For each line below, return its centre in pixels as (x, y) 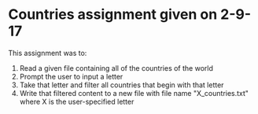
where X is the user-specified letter (77, 101)
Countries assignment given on (113, 15)
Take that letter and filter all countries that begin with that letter (122, 85)
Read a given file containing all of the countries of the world (116, 68)
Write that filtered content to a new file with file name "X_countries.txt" (134, 93)
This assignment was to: (48, 53)
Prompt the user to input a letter (71, 76)
